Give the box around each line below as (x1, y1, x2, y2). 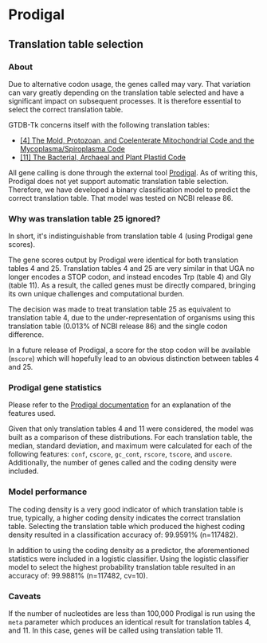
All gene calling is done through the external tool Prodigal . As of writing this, (8, 167, 258, 177)
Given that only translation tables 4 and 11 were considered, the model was (8, 424, 253, 433)
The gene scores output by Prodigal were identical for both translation (8, 255, 239, 265)
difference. (8, 330, 45, 339)
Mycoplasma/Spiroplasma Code (19, 143, 125, 153)
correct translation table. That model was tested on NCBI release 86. (8, 193, 234, 202)
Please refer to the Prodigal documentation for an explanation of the (8, 400, 232, 410)
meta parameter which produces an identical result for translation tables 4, (8, 618, 252, 627)
